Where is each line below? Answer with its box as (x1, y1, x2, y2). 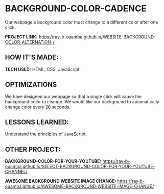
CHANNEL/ (5, 169, 28, 174)
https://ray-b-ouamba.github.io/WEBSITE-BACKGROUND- (38, 34, 156, 40)
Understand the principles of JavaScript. (5, 131, 87, 137)
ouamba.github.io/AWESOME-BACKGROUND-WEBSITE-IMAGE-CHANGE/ (5, 183, 154, 189)
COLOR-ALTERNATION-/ (5, 39, 55, 45)
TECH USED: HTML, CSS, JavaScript (5, 66, 80, 72)
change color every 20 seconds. (5, 104, 70, 110)
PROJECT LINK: (5, 34, 38, 40)
